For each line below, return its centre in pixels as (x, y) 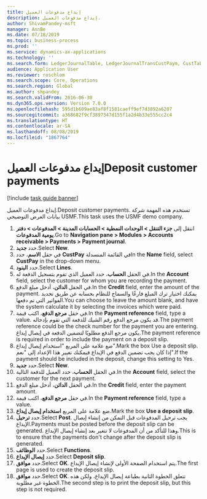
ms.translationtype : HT (37, 120)
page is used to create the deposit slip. (65, 470)
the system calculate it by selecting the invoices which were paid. (99, 306)
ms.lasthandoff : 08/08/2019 (43, 132)
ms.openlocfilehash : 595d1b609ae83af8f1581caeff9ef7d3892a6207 (90, 109)
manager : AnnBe (26, 29)
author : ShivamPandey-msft (41, 23)
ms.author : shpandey (33, 92)
